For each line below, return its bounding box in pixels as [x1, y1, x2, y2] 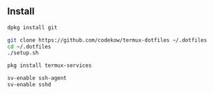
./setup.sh [7, 49, 39, 56]
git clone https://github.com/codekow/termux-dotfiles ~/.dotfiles [7, 36, 208, 44]
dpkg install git [7, 24, 58, 31]
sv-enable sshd [7, 81, 52, 88]
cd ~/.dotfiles [7, 43, 52, 50]
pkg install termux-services [7, 62, 92, 69]
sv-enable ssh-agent [7, 75, 68, 82]
